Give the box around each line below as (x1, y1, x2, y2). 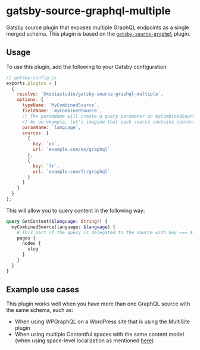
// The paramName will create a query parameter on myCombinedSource (21, 113, 198, 119)
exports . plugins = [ (6, 80, 58, 86)
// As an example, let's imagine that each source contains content (21, 119, 196, 125)
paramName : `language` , (21, 124, 82, 130)
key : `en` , (32, 141, 60, 147)
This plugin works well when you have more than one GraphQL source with (6, 300, 190, 307)
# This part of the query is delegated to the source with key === (17, 229, 187, 235)
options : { (17, 97, 44, 103)
